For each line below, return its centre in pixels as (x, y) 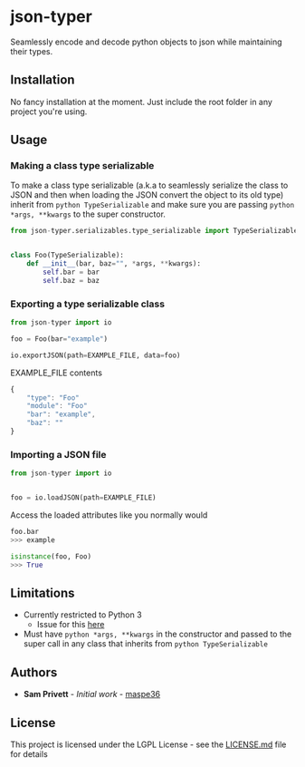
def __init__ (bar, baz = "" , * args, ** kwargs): (114, 264)
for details (29, 753)
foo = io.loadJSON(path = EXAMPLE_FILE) (83, 498)
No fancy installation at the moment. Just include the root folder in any (141, 102)
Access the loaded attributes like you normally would (109, 515)
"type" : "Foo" (53, 398)
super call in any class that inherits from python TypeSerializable (145, 644)
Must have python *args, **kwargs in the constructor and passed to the (157, 634)
